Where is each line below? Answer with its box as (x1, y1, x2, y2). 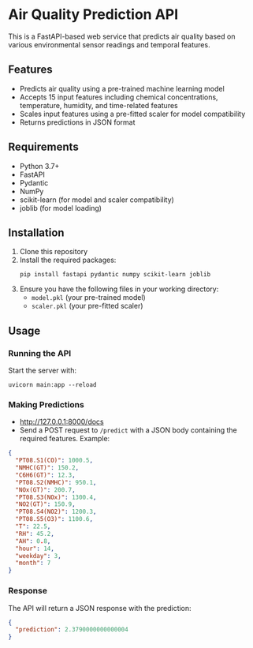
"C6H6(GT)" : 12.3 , (15, 471, 76, 479)
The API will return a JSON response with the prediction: (8, 603, 192, 612)
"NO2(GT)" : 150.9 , (15, 500, 76, 508)
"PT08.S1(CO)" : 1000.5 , (15, 456, 93, 465)
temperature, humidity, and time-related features (19, 100, 179, 110)
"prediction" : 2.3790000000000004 (15, 626, 128, 634)
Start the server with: (8, 365, 77, 376)
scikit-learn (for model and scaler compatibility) (19, 195, 175, 204)
